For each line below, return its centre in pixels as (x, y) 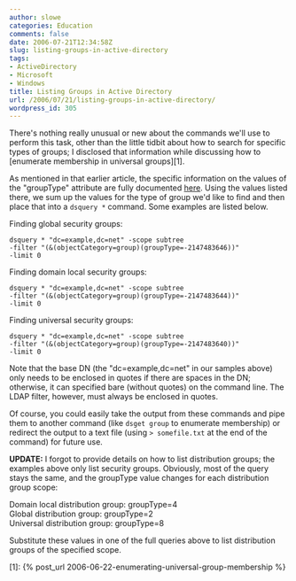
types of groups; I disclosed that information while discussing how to (135, 152)
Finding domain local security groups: (78, 272)
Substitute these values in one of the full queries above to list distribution (143, 540)
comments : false (39, 34)
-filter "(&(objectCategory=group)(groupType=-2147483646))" (125, 248)
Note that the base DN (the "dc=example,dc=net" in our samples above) (141, 368)
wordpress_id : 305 (43, 108)
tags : (19, 58)
